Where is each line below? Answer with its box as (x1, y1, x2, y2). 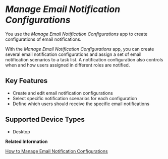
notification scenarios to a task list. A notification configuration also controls (5, 56, 163, 62)
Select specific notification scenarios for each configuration (12, 95, 137, 101)
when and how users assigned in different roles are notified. (5, 62, 130, 68)
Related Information (5, 138, 48, 144)
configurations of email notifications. (5, 36, 82, 42)
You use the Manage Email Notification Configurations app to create (5, 31, 148, 37)
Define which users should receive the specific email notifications (12, 101, 150, 107)
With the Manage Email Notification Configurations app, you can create (5, 46, 154, 52)
